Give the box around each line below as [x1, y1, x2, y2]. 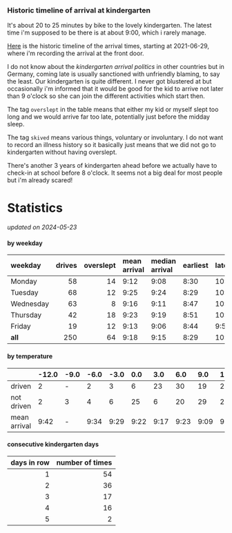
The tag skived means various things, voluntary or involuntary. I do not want [7, 133, 224, 142]
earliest [182, 261, 209, 271]
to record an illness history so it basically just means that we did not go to [7, 141, 216, 149]
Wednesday [10, 299, 50, 309]
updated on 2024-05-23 [7, 223, 77, 231]
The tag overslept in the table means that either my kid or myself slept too [7, 106, 219, 114]
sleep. [7, 120, 25, 128]
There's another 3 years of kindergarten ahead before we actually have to [7, 162, 217, 170]
